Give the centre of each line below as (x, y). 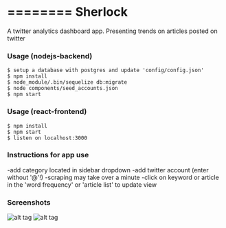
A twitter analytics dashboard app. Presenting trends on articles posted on (112, 31)
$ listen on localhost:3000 (47, 138)
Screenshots (29, 202)
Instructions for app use (48, 155)
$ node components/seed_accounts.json (63, 89)
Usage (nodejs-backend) (50, 56)
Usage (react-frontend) (47, 112)
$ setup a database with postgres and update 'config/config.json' (106, 70)
